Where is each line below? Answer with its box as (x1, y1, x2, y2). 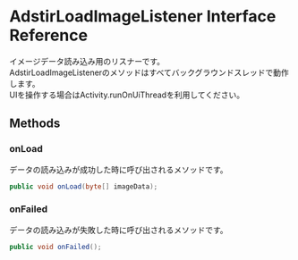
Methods (9, 116, 61, 131)
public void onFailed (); (9, 242, 102, 251)
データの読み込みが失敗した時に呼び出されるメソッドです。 (9, 224, 228, 235)
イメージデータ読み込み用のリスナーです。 (9, 55, 166, 66)
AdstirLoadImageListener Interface (9, 6, 277, 27)
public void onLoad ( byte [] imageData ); (9, 181, 158, 191)
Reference (9, 25, 88, 46)
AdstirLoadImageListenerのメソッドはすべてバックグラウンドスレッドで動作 (9, 67, 289, 78)
